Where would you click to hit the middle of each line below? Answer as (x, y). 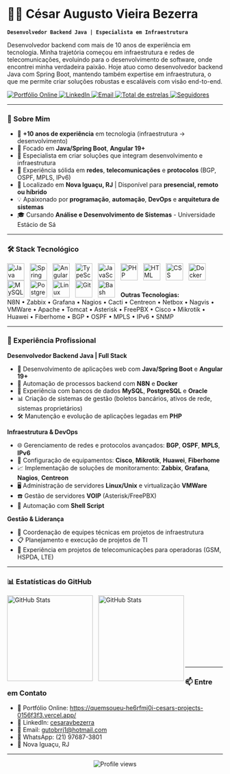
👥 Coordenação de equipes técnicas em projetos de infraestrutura (110, 532)
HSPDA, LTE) (35, 557)
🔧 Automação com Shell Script (61, 505)
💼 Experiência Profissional (52, 341)
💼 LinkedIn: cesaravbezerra (55, 723)
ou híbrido (32, 192)
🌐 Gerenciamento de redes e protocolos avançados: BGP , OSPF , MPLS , (118, 445)
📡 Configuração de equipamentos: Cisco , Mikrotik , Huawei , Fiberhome (118, 460)
